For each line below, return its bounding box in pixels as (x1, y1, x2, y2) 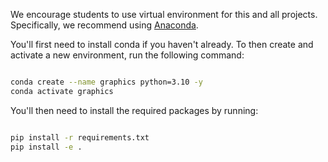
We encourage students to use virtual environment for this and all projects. (10, 9, 318, 20)
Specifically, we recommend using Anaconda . (10, 19, 199, 31)
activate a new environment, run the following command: (10, 49, 245, 61)
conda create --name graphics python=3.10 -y (10, 77, 203, 87)
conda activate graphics (10, 86, 114, 96)
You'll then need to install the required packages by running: (10, 104, 259, 116)
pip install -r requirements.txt (10, 132, 150, 143)
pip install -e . (10, 142, 83, 152)
